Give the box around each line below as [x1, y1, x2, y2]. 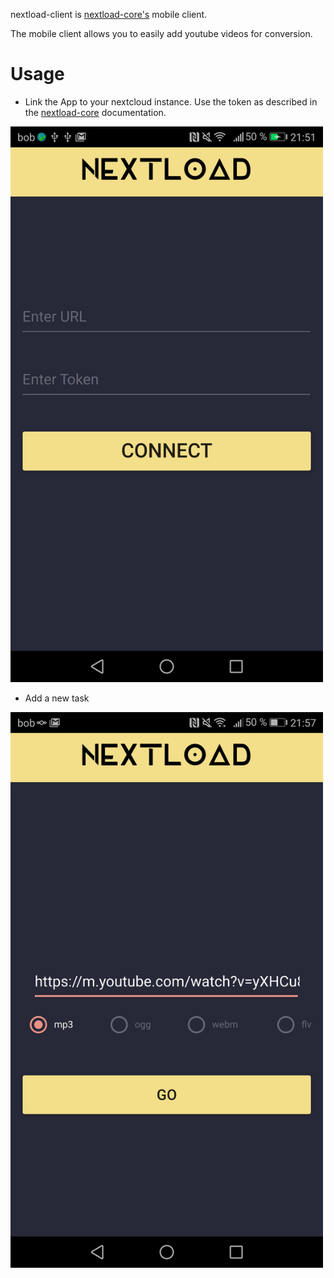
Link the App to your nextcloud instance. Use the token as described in [24, 95, 318, 108]
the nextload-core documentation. [24, 106, 167, 118]
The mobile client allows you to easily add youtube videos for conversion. [10, 28, 313, 39]
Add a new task [24, 692, 90, 704]
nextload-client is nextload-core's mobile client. [10, 9, 208, 20]
